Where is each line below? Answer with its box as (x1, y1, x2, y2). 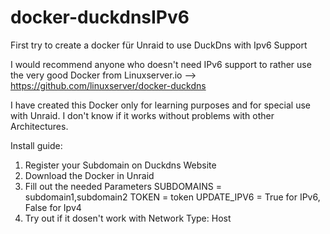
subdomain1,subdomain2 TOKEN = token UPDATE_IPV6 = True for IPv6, (24, 191, 321, 203)
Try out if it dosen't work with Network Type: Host (24, 212, 232, 224)
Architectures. (10, 120, 69, 132)
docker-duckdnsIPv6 (10, 6, 190, 29)
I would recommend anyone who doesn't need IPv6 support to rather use (10, 58, 312, 70)
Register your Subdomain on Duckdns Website (24, 159, 217, 171)
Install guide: (10, 139, 63, 151)
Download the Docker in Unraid (24, 169, 155, 181)
